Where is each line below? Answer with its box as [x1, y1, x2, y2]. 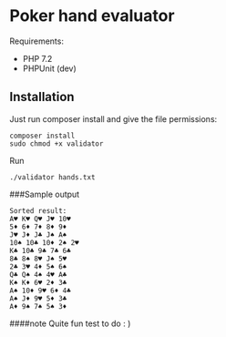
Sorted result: [9, 206, 67, 215]
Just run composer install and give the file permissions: [9, 113, 218, 124]
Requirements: [9, 36, 64, 46]
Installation [9, 89, 75, 105]
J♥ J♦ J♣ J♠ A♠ [9, 230, 67, 240]
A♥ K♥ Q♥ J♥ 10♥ [9, 214, 71, 223]
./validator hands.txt [9, 172, 96, 182]
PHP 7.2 [22, 53, 53, 64]
